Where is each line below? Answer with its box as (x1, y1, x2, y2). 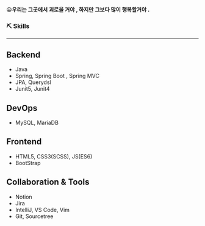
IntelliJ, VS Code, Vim (15, 206, 70, 213)
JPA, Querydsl (15, 79, 51, 86)
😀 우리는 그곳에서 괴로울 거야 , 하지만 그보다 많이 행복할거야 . (6, 6, 150, 13)
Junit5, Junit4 (15, 85, 50, 93)
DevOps (6, 103, 38, 113)
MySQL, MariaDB (15, 119, 59, 126)
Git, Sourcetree (15, 213, 54, 220)
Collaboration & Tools (6, 177, 90, 188)
